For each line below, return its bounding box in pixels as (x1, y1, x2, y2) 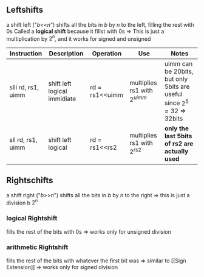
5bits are (164, 82, 190, 91)
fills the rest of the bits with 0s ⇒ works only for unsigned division (6, 228, 171, 235)
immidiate (48, 94, 76, 103)
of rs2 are (164, 139, 194, 148)
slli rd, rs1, (9, 83, 39, 92)
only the (164, 124, 189, 133)
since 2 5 (164, 97, 189, 107)
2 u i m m (129, 94, 147, 103)
